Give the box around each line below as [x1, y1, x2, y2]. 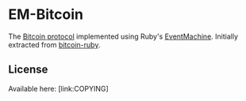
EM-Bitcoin [8, 6, 83, 24]
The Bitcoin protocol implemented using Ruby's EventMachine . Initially [8, 32, 239, 41]
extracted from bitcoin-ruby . [8, 39, 101, 49]
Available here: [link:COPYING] [8, 84, 109, 93]
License [8, 63, 48, 77]
